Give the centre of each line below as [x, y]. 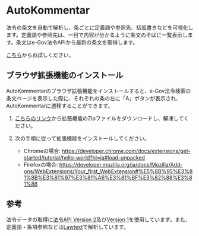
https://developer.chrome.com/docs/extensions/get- [126, 151]
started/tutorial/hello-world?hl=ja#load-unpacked [84, 157]
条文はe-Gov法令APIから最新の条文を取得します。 [77, 42]
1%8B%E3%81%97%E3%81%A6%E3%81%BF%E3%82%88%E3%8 [108, 177]
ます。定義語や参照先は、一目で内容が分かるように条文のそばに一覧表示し [97, 35]
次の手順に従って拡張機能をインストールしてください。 [82, 138]
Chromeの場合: [42, 151]
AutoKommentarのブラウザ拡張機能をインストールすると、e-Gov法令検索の [99, 91]
